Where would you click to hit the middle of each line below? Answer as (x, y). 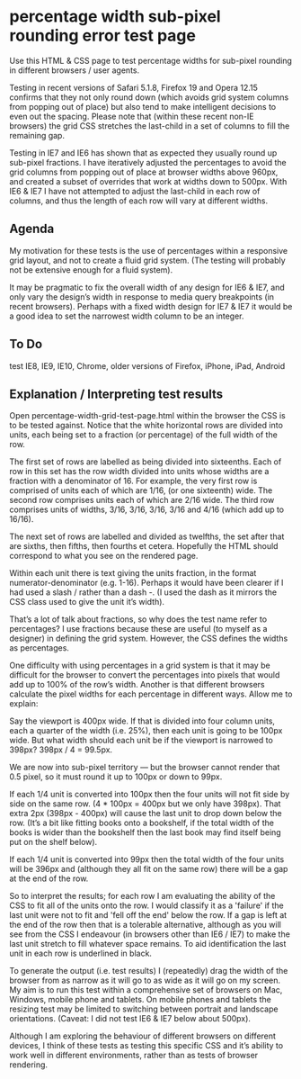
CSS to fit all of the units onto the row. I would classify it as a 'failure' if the (147, 905)
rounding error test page (102, 36)
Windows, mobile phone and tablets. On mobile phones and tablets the (140, 1000)
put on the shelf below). (53, 842)
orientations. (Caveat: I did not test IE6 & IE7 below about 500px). (130, 1019)
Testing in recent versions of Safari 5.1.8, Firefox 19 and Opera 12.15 (134, 87)
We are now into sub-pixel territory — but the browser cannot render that (145, 768)
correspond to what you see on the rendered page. (104, 556)
